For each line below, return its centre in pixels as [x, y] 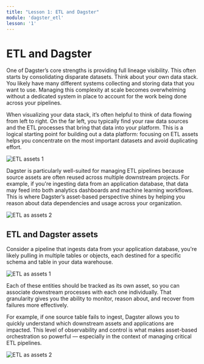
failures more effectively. [37, 305]
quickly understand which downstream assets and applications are [90, 324]
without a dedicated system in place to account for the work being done [97, 96]
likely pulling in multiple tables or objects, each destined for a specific [94, 256]
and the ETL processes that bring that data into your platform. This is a [95, 128]
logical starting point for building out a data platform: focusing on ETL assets [102, 134]
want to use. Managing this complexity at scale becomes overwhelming [96, 90]
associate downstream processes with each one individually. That [89, 292]
